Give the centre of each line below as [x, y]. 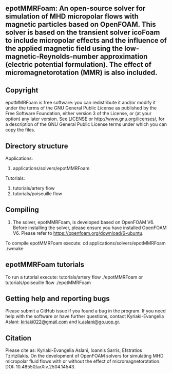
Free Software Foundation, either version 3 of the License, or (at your [79, 114]
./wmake [15, 248]
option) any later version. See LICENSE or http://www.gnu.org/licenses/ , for [85, 119]
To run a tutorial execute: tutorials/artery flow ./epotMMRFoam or [74, 277]
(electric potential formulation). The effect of [79, 64]
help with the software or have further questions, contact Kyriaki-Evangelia [85, 316]
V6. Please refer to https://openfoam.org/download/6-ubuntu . [78, 233]
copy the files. [21, 130]
